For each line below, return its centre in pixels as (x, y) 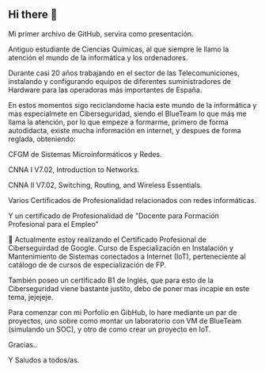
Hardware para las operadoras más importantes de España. (105, 90)
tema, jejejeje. (31, 297)
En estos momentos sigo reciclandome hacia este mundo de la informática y (132, 105)
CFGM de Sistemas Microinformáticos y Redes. (85, 154)
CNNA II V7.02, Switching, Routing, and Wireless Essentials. (105, 185)
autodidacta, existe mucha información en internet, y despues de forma (125, 130)
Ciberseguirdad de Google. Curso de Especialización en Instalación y (121, 247)
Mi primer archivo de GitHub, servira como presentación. (101, 33)
